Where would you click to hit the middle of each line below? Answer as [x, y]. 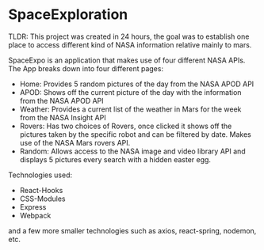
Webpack [35, 215]
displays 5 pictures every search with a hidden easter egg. [115, 159]
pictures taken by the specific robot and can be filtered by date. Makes [135, 134]
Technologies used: [40, 175]
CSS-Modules [42, 199]
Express [33, 206]
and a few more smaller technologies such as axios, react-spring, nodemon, [132, 230]
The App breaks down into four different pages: [86, 68]
